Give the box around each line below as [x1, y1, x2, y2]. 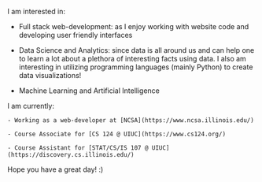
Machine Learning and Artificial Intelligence [18, 86, 161, 95]
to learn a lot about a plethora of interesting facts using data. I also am [18, 54, 247, 63]
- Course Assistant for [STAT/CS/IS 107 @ [7, 144, 149, 152]
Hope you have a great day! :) [7, 165, 104, 174]
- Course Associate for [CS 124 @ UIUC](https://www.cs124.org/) [7, 130, 226, 138]
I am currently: [7, 102, 54, 110]
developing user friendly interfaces [18, 31, 133, 39]
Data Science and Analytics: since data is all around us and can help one [18, 46, 255, 54]
